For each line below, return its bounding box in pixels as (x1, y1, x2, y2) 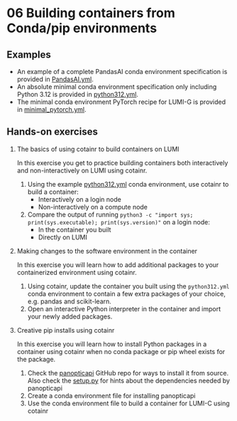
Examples (6, 48, 51, 61)
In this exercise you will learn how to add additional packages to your (16, 260, 219, 269)
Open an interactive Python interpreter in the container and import (27, 304, 221, 313)
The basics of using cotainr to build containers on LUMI (16, 145, 180, 153)
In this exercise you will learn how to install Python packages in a (16, 340, 207, 348)
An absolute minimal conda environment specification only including (16, 83, 217, 90)
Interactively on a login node (38, 194, 121, 204)
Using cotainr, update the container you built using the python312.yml (27, 281, 230, 290)
